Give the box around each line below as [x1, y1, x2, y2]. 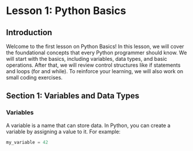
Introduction [6, 28, 53, 37]
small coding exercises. [6, 74, 63, 81]
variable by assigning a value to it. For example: [6, 128, 121, 135]
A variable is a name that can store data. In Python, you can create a [6, 122, 171, 129]
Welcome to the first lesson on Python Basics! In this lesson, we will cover [6, 43, 184, 50]
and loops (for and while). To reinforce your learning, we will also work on [6, 68, 184, 74]
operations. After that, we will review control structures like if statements [6, 61, 181, 68]
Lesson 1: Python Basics [6, 4, 126, 18]
